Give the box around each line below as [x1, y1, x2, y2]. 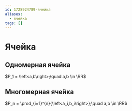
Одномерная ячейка [5, 61, 71, 69]
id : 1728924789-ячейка [5, 7, 51, 12]
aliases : [5, 12, 23, 16]
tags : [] [5, 20, 23, 26]
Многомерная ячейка [5, 88, 74, 96]
